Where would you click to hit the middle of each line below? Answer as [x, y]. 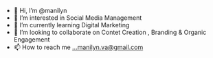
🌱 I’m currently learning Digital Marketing [71, 25]
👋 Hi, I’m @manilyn [40, 11]
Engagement [32, 40]
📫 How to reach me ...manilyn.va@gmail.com [78, 47]
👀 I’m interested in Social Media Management [78, 18]
